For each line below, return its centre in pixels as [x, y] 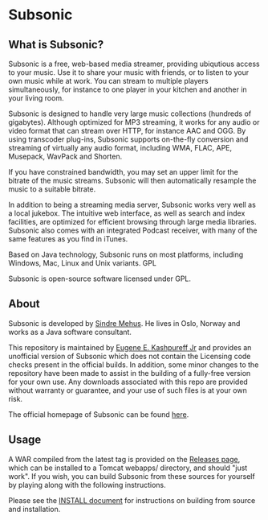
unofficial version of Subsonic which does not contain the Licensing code [130, 356]
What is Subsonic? [56, 45]
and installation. [35, 509]
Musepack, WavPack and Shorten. [65, 156]
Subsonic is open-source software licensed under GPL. [99, 279]
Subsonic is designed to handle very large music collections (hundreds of [130, 113]
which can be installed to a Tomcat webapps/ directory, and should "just [128, 468]
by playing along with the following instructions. [87, 485]
